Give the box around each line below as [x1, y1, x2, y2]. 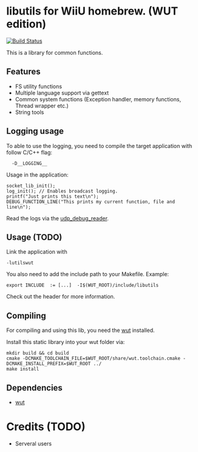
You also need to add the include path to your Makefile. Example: [6, 271, 169, 278]
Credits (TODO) [6, 420, 86, 434]
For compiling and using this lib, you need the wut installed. [6, 326, 155, 334]
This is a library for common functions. [6, 49, 103, 56]
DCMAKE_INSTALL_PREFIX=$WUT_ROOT [6, 361, 91, 367]
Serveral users [15, 440, 52, 447]
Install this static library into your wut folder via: [6, 339, 125, 346]
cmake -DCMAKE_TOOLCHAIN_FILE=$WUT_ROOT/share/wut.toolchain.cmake [6, 356, 181, 362]
